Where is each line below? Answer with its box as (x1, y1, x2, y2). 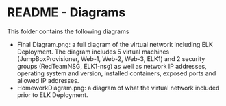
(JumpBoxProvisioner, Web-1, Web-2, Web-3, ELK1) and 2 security (16, 54, 205, 63)
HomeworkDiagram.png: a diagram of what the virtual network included (16, 84, 220, 92)
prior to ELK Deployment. (16, 90, 88, 99)
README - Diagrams (7, 5, 126, 20)
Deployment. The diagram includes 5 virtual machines (16, 48, 170, 56)
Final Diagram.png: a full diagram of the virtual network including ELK (16, 40, 214, 48)
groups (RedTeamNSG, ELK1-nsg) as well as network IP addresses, (16, 62, 207, 70)
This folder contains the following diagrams (7, 27, 129, 35)
